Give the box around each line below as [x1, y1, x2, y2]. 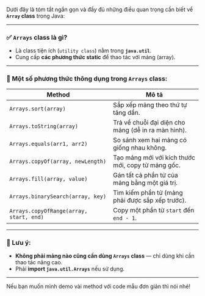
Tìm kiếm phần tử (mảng [112, 188, 183, 197]
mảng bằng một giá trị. [112, 178, 178, 187]
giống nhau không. [112, 143, 167, 152]
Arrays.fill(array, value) [9, 175, 88, 182]
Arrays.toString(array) [9, 123, 79, 129]
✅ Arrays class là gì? [6, 33, 68, 42]
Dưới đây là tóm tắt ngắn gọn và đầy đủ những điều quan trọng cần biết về [6, 6, 193, 13]
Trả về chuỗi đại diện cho [112, 118, 185, 126]
